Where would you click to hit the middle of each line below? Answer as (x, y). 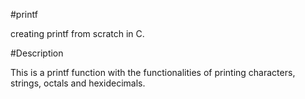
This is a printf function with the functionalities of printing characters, (153, 72)
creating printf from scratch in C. (77, 33)
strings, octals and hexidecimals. (78, 83)
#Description (37, 53)
